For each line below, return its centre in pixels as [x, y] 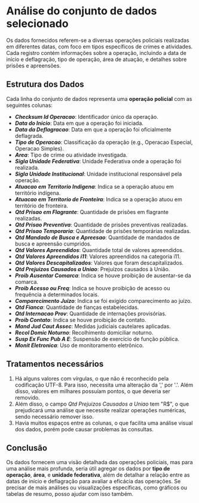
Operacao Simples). [39, 148]
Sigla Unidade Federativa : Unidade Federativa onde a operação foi [98, 161]
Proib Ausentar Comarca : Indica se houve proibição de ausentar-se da [103, 275]
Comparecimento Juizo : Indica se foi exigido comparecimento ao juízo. [103, 300]
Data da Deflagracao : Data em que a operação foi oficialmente [93, 129]
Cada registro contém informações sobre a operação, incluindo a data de [96, 53]
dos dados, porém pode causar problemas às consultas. [84, 429]
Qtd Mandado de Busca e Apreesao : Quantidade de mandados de [97, 237]
